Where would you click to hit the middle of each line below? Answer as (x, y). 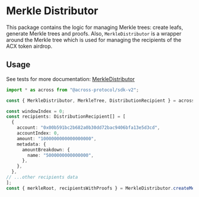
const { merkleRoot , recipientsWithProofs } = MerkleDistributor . (90, 188)
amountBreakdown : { (46, 150)
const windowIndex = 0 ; (36, 111)
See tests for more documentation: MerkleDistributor (70, 79)
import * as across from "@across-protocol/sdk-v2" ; (73, 90)
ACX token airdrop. (29, 46)
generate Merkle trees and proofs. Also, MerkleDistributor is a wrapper (94, 33)
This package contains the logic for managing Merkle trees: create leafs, (95, 27)
